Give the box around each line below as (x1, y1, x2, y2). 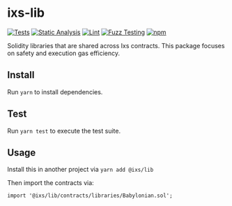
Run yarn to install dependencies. (7, 87, 103, 96)
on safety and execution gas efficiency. (7, 49, 121, 57)
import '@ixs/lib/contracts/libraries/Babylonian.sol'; (7, 192, 173, 200)
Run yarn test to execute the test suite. (7, 126, 121, 135)
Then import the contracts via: (7, 179, 94, 187)
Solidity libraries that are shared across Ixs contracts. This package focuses (7, 41, 225, 50)
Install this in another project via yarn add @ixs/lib (7, 165, 154, 174)
